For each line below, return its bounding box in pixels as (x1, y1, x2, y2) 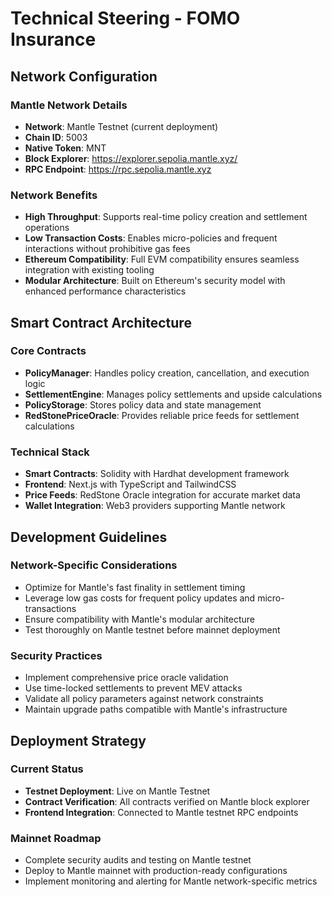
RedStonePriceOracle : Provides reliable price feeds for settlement (24, 409, 300, 421)
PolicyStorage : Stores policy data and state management (24, 398, 262, 411)
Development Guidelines (10, 528, 168, 546)
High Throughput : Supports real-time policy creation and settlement (24, 211, 308, 223)
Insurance (10, 28, 97, 51)
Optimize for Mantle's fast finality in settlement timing (24, 581, 246, 593)
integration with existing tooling (24, 264, 155, 276)
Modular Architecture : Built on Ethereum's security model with (24, 275, 286, 287)
